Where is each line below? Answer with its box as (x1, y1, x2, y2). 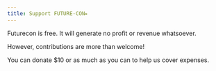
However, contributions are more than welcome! (7, 42, 144, 50)
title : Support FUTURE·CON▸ (7, 10, 89, 17)
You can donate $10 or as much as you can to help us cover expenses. (7, 56, 210, 64)
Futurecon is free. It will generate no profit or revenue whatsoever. (7, 29, 197, 37)
